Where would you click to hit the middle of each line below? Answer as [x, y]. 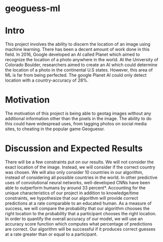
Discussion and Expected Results [74, 148]
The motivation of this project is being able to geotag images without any [78, 113]
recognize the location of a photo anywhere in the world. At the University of [82, 60]
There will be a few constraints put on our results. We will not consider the [80, 162]
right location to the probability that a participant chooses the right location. [81, 214]
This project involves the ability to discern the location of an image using [78, 44]
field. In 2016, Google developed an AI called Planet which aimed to [72, 54]
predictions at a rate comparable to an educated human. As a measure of [78, 203]
